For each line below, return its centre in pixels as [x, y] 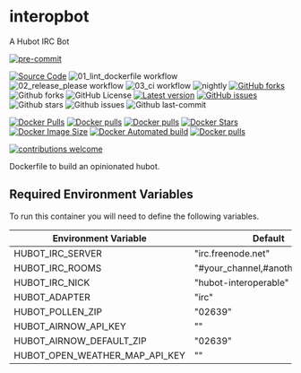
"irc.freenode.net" [232, 253]
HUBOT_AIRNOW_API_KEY [70, 326]
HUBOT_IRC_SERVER [58, 253]
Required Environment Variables [102, 195]
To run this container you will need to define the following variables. [134, 216]
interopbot [49, 17]
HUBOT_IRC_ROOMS [58, 268]
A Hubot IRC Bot [39, 41]
